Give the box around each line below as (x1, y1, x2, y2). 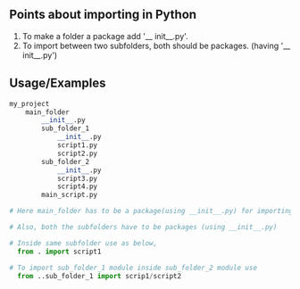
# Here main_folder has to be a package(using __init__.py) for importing (9, 207, 294, 216)
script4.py (56, 182, 98, 191)
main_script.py (41, 191, 98, 200)
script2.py (56, 149, 98, 158)
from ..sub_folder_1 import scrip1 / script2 (17, 271, 181, 280)
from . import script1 (17, 247, 102, 256)
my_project (9, 99, 50, 108)
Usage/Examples (9, 76, 106, 91)
